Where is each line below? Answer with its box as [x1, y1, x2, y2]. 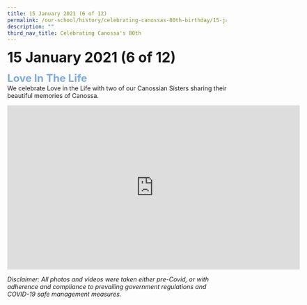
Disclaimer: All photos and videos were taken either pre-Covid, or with [7, 275, 209, 283]
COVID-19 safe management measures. [7, 290, 122, 299]
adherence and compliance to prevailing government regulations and [7, 283, 207, 291]
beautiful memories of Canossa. [7, 92, 100, 100]
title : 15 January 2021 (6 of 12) [7, 10, 108, 17]
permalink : [7, 17, 39, 24]
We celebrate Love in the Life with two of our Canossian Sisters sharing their [7, 84, 227, 92]
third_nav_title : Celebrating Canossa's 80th [7, 29, 141, 37]
